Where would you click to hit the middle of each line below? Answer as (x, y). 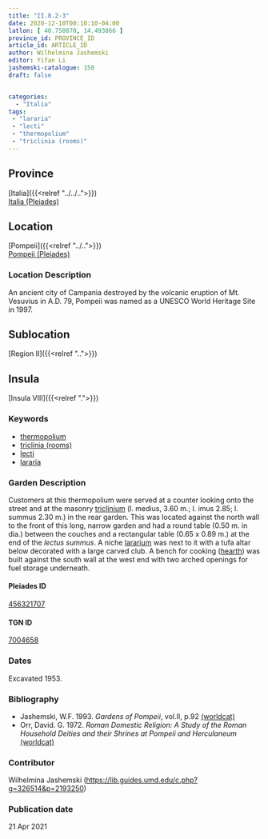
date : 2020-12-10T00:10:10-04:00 (64, 23)
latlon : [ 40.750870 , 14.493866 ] (66, 30)
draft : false (30, 75)
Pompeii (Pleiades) (39, 254)
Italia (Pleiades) (34, 202)
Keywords (28, 419)
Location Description (50, 275)
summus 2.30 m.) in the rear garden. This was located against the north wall (134, 517)
